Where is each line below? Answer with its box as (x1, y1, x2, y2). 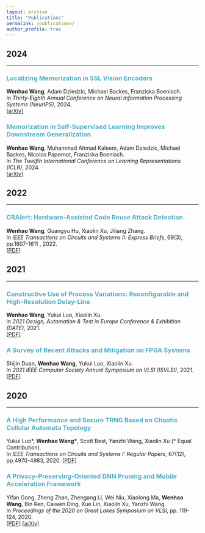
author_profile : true (6, 26, 62, 32)
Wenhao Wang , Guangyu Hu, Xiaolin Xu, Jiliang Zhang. (6, 227, 145, 234)
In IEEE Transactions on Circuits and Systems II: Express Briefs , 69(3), (6, 233, 183, 241)
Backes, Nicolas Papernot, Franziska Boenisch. (6, 150, 125, 158)
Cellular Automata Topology (6, 423, 92, 432)
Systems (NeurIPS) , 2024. (6, 101, 72, 108)
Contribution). (6, 444, 41, 451)
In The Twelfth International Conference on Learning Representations (6, 157, 181, 164)
